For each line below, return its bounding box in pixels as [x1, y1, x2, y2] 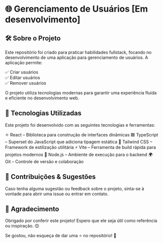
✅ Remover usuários [5, 80, 46, 86]
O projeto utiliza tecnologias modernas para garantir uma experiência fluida [5, 90, 157, 95]
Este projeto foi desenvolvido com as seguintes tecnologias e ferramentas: [5, 122, 155, 128]
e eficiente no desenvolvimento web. [5, 95, 80, 101]
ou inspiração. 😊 [5, 223, 40, 229]
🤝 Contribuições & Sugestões [5, 173, 96, 181]
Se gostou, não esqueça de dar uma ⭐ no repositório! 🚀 [5, 233, 117, 239]
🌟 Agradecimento [5, 205, 60, 213]
